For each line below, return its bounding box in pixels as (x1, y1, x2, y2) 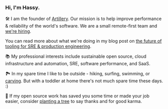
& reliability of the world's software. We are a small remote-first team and (5, 23, 157, 29)
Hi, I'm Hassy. (5, 4, 40, 11)
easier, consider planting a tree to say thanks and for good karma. (5, 98, 142, 104)
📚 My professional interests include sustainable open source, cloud (5, 53, 147, 59)
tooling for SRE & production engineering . (5, 43, 92, 49)
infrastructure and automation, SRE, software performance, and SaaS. (5, 61, 150, 67)
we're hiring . (5, 28, 31, 34)
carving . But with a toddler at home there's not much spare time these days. (5, 78, 163, 84)
